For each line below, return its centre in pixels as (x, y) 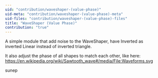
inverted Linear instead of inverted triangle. (48, 47)
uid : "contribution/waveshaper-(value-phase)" (53, 9)
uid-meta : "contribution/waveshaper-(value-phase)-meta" (64, 14)
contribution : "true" (27, 28)
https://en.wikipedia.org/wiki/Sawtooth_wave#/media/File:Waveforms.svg (79, 61)
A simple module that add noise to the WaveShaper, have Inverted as (74, 41)
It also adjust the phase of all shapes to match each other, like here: (73, 56)
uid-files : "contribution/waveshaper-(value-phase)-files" (66, 18)
